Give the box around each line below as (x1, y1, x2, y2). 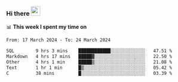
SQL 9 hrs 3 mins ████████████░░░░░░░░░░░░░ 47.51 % (6, 48, 172, 54)
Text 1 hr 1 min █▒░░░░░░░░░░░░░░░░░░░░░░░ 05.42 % (6, 65, 172, 71)
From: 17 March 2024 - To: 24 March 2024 (6, 37, 111, 43)
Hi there (6, 9, 30, 17)
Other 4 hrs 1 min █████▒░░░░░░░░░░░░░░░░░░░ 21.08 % (6, 59, 172, 65)
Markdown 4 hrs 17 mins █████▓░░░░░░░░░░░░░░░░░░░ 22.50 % (6, 54, 172, 60)
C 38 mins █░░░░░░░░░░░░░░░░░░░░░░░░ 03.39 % (6, 70, 172, 76)
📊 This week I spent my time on (6, 23, 87, 31)
